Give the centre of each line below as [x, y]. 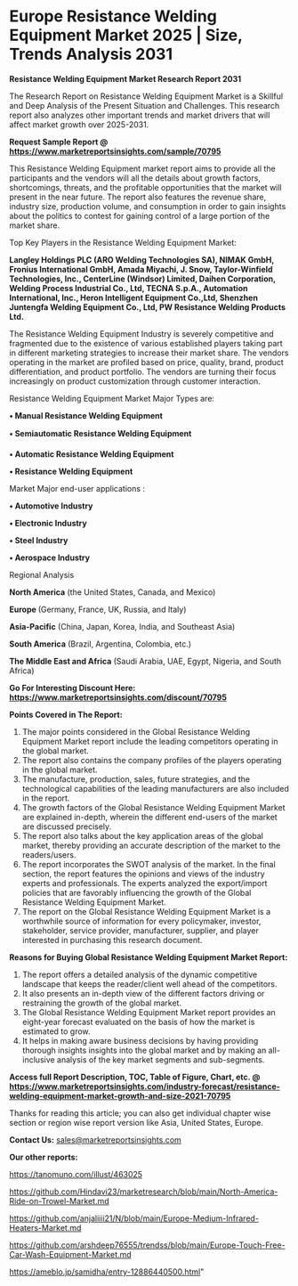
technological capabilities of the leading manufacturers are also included [155, 788]
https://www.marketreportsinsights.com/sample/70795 [115, 151]
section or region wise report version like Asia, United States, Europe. [137, 1122]
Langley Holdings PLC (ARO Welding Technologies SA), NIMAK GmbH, [142, 259]
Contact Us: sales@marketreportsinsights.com [96, 1139]
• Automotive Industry [51, 506]
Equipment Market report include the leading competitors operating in [150, 741]
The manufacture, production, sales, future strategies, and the [136, 779]
